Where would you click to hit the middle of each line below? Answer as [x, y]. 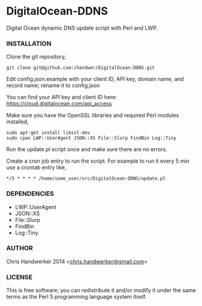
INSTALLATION [29, 44]
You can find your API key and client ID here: [62, 97]
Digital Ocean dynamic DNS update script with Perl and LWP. [82, 28]
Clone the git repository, [36, 57]
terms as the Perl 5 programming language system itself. [76, 297]
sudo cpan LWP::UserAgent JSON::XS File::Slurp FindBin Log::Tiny [91, 138]
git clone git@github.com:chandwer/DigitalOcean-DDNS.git [80, 68]
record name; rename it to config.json [53, 85]
